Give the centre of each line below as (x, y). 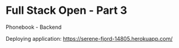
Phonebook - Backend (34, 27)
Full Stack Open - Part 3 (66, 10)
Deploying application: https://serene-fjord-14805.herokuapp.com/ (89, 38)
